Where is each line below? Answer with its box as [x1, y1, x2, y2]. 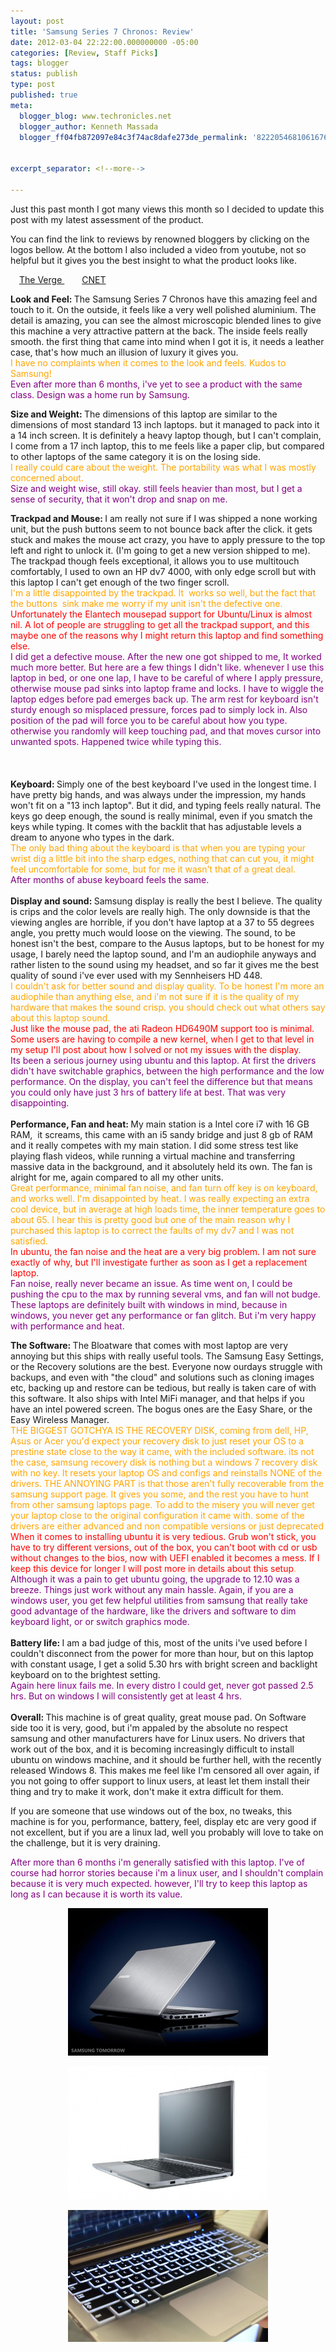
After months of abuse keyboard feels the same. [10, 873, 210, 885]
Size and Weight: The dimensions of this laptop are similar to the [10, 408, 278, 420]
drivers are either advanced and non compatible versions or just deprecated [10, 1520, 325, 1532]
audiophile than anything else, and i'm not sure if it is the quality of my [10, 990, 300, 1002]
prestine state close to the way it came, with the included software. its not [10, 1445, 315, 1457]
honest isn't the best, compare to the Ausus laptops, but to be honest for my [10, 937, 325, 949]
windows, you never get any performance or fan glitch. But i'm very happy [10, 1309, 317, 1321]
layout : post [10, 16, 65, 26]
